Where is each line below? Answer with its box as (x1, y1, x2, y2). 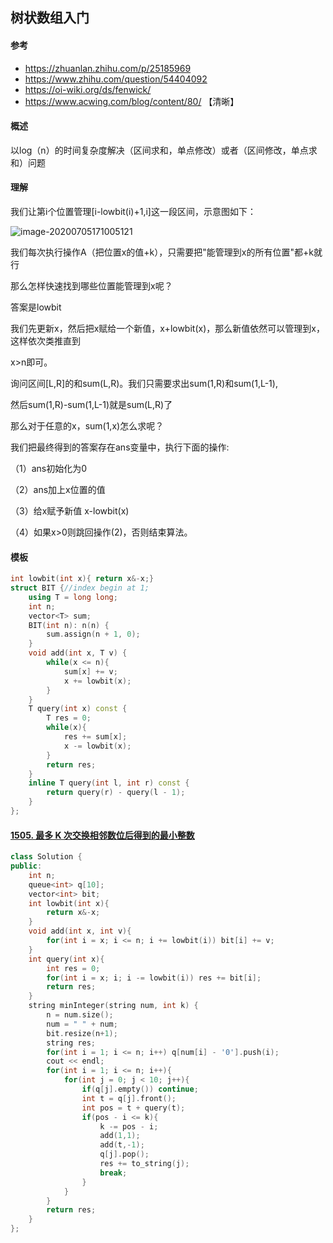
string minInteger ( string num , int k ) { (28, 1001, 199, 1011)
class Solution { (10, 852, 83, 862)
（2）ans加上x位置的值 (10, 484, 106, 495)
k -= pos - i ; (99, 1121, 159, 1132)
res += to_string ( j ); (99, 1159, 190, 1169)
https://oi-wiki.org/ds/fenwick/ (24, 83, 152, 95)
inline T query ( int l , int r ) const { (28, 778, 190, 788)
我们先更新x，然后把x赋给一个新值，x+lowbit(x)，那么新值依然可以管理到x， (10, 323, 325, 334)
